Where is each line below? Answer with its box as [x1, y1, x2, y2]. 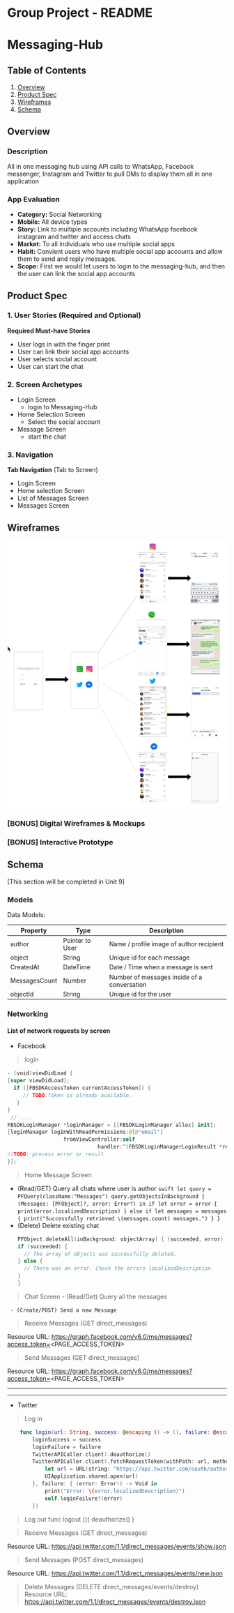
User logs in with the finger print [17, 340, 110, 348]
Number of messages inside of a [109, 973, 203, 981]
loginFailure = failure [32, 1444, 101, 1451]
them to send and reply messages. [17, 255, 117, 263]
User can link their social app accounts [17, 347, 130, 356]
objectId [10, 990, 34, 998]
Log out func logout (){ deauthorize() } [24, 1515, 135, 1523]
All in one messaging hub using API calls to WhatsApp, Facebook [7, 162, 194, 170]
